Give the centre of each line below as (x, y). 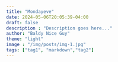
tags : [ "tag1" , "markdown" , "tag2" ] (50, 50)
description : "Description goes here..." (59, 28)
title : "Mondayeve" (30, 12)
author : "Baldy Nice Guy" (38, 34)
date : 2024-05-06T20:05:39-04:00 (47, 17)
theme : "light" (25, 39)
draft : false (22, 22)
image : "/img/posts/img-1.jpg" (46, 45)
